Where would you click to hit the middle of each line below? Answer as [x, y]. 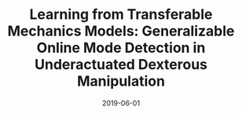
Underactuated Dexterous [121, 65]
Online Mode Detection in [121, 48]
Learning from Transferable [121, 15]
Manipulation [121, 81]
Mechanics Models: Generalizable [121, 31]
